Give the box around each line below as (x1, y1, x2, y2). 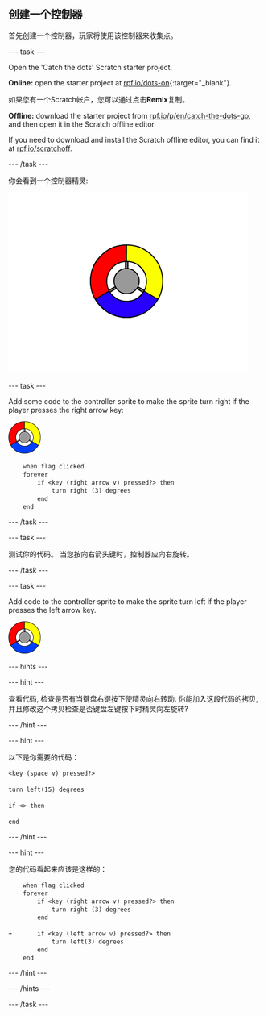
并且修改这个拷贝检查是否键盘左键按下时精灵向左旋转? (8, 704, 189, 714)
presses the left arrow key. (8, 605, 97, 614)
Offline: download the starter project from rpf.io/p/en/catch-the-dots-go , (8, 110, 251, 120)
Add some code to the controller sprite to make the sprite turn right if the (8, 396, 249, 406)
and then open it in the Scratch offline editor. (8, 119, 157, 129)
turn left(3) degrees (51, 938, 125, 946)
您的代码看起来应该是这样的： (8, 864, 107, 873)
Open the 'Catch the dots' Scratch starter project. (8, 62, 173, 72)
